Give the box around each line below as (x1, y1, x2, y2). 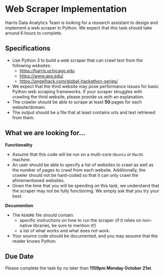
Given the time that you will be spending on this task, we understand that (12, 182, 160, 188)
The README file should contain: (12, 212, 74, 218)
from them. (12, 114, 35, 121)
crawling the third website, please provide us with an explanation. (12, 94, 144, 100)
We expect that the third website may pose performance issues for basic (12, 83, 159, 89)
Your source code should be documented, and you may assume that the (12, 233, 158, 239)
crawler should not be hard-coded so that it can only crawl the (12, 172, 139, 178)
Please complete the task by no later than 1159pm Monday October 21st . (5, 265, 153, 271)
